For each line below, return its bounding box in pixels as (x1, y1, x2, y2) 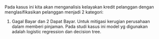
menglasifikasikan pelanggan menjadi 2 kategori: (4, 9, 104, 15)
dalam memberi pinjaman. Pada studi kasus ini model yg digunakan (11, 24, 148, 29)
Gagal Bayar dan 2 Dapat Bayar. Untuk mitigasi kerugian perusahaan (11, 19, 150, 24)
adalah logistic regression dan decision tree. (11, 29, 102, 34)
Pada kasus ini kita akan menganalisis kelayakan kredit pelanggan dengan (4, 4, 154, 10)
